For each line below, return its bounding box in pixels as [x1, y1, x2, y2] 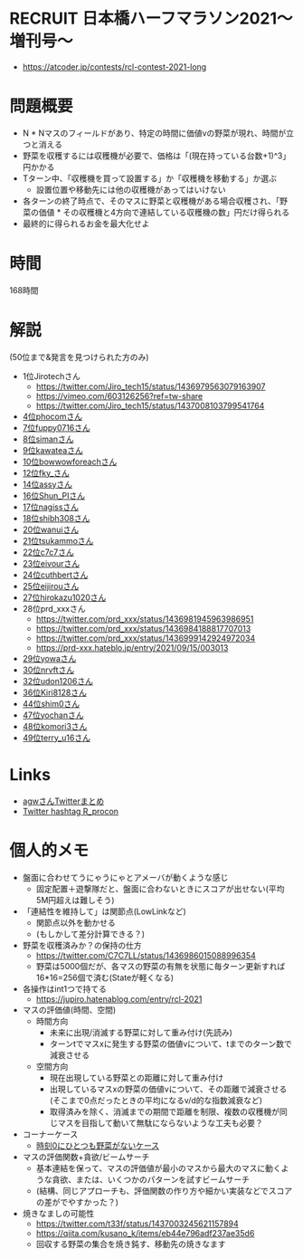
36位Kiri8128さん [22, 687, 88, 698]
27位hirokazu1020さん [22, 592, 107, 603]
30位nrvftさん [22, 664, 75, 675]
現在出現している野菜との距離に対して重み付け [49, 1072, 224, 1082]
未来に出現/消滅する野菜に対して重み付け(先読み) [49, 1026, 233, 1037]
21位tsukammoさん [22, 535, 94, 546]
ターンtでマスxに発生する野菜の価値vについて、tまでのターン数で [49, 1038, 292, 1049]
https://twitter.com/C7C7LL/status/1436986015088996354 [35, 949, 256, 960]
